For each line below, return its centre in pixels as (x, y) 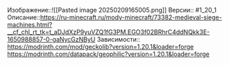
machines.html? (30, 25)
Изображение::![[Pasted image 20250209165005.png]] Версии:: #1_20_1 (112, 10)
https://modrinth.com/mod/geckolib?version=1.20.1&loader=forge (101, 47)
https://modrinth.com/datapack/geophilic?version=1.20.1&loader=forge (108, 54)
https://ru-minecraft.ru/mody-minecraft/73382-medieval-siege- (131, 17)
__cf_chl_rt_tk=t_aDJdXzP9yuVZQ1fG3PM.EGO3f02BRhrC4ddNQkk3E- (109, 32)
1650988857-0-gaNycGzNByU (51, 39)
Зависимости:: (119, 39)
